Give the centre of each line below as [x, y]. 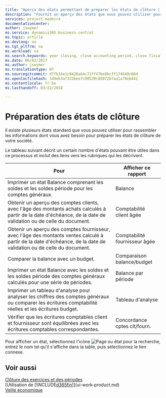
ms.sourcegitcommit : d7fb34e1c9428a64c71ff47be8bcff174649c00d [72, 74]
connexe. [15, 352]
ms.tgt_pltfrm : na [24, 46]
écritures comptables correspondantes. [54, 329]
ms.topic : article [24, 38]
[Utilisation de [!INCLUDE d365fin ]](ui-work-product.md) [62, 385]
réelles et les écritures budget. [43, 309]
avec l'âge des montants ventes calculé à [56, 235]
